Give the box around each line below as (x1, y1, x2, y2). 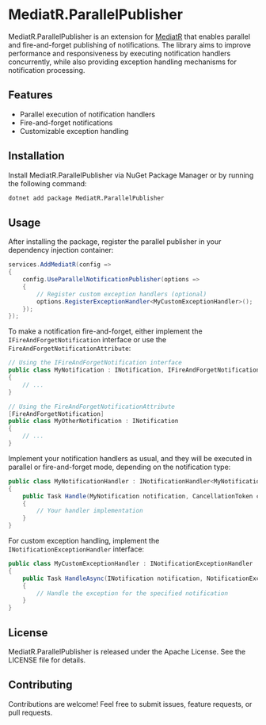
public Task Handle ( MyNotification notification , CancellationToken (22, 492, 253, 500)
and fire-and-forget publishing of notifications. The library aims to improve (8, 40, 252, 49)
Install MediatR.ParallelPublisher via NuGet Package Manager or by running (8, 170, 254, 180)
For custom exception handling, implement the (8, 536, 160, 545)
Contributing (8, 678, 73, 692)
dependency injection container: (8, 246, 114, 255)
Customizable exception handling (19, 126, 129, 135)
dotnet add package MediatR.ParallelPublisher (8, 194, 165, 202)
